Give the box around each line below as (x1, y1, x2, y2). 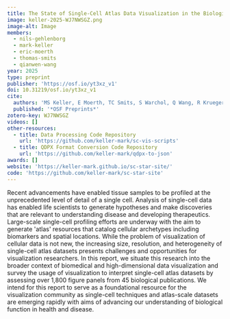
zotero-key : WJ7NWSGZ (7, 112, 69, 119)
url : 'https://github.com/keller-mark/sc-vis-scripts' (19, 138, 179, 145)
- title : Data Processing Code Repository (13, 131, 136, 138)
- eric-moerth (13, 49, 53, 56)
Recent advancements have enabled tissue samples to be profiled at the (7, 188, 211, 196)
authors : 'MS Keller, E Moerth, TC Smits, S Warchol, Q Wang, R (13, 99, 201, 106)
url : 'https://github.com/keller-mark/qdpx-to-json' (19, 150, 173, 158)
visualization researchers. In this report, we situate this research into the (7, 254, 211, 262)
